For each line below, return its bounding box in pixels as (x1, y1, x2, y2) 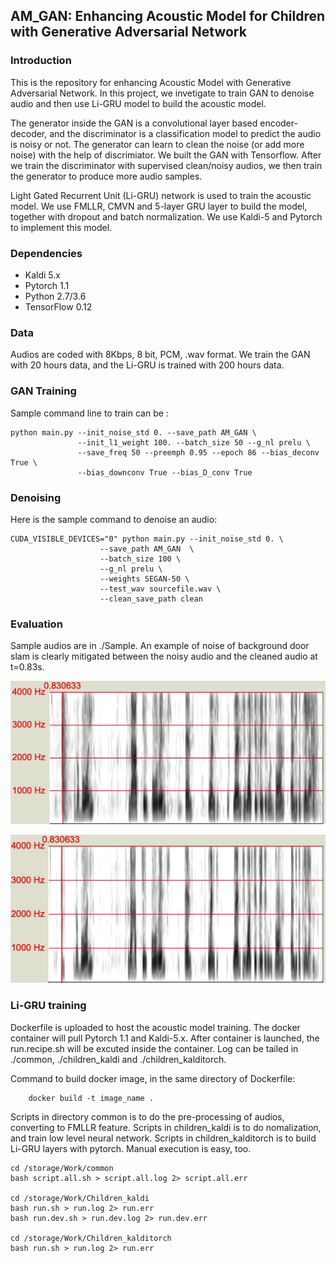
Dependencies (10, 246, 83, 260)
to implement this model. (10, 221, 113, 233)
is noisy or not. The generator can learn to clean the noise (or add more (10, 138, 305, 150)
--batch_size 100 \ (99, 554, 182, 564)
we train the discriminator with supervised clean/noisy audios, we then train (10, 159, 323, 171)
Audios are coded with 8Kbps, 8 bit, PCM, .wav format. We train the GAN (10, 349, 311, 361)
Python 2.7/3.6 (24, 290, 87, 302)
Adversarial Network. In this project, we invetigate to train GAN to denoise (10, 87, 315, 99)
